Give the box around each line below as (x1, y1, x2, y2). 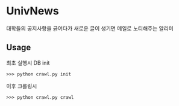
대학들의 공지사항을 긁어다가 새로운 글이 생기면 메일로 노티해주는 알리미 (6, 25, 174, 32)
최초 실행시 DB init (6, 59, 50, 66)
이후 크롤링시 (6, 82, 37, 89)
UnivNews (6, 4, 59, 18)
